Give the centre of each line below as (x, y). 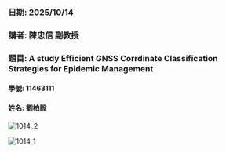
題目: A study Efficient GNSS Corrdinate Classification (113, 58)
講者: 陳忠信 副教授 (44, 35)
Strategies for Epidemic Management (81, 68)
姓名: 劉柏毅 (27, 107)
